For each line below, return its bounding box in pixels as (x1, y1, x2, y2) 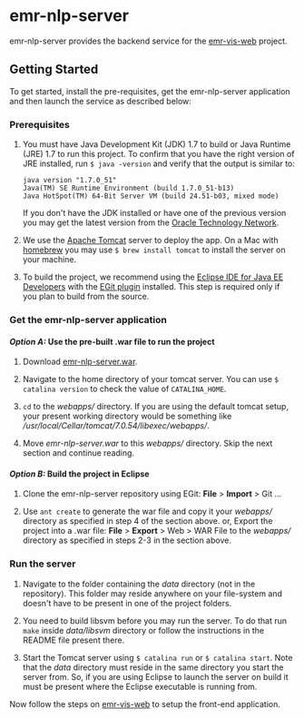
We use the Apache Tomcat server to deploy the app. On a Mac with (22, 235, 279, 246)
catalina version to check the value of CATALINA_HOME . (22, 383, 227, 395)
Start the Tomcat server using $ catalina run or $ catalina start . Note (22, 652, 293, 663)
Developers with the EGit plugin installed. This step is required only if (22, 281, 280, 292)
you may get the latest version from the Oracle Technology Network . (22, 217, 279, 228)
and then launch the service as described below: (9, 95, 192, 106)
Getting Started (9, 62, 99, 77)
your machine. (22, 254, 77, 265)
